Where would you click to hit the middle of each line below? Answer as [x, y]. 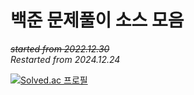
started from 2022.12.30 [60, 48]
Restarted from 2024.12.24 [65, 59]
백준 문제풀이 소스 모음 [97, 20]
